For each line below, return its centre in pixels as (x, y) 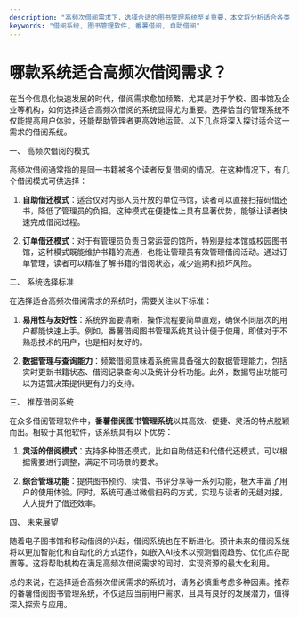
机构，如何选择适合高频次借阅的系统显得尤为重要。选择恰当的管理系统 (153, 110)
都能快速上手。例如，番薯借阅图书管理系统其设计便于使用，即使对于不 (158, 331)
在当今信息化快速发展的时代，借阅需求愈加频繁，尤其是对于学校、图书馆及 (145, 99)
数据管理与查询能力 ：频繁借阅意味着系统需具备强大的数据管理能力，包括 (154, 361)
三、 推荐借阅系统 (41, 402)
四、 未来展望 (34, 522)
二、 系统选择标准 (41, 282)
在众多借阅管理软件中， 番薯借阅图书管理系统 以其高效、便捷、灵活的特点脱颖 (149, 421)
